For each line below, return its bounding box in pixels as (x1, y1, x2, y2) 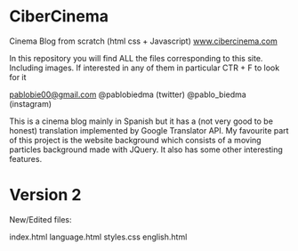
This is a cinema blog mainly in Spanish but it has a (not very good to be (9, 116, 274, 126)
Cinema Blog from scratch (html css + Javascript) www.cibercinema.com (9, 36, 278, 46)
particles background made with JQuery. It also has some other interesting (9, 144, 283, 155)
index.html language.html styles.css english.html (9, 231, 188, 242)
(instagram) (9, 98, 52, 109)
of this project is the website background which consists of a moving (9, 134, 262, 145)
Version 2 (9, 185, 82, 206)
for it (9, 71, 27, 82)
